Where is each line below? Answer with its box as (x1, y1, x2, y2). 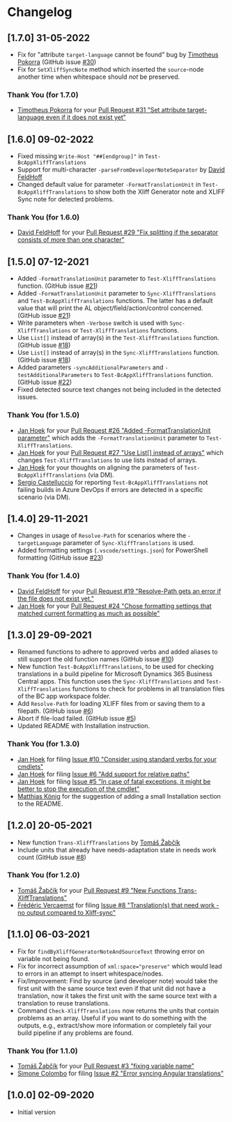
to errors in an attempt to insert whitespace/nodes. (17, 969, 164, 978)
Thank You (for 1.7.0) (7, 90, 79, 100)
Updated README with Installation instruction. (17, 722, 150, 730)
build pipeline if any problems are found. (17, 1029, 134, 1037)
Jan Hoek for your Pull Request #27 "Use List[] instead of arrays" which (17, 448, 224, 456)
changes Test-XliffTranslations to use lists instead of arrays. (17, 456, 197, 464)
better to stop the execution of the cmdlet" (17, 785, 140, 793)
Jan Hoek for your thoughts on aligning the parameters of (17, 463, 183, 471)
